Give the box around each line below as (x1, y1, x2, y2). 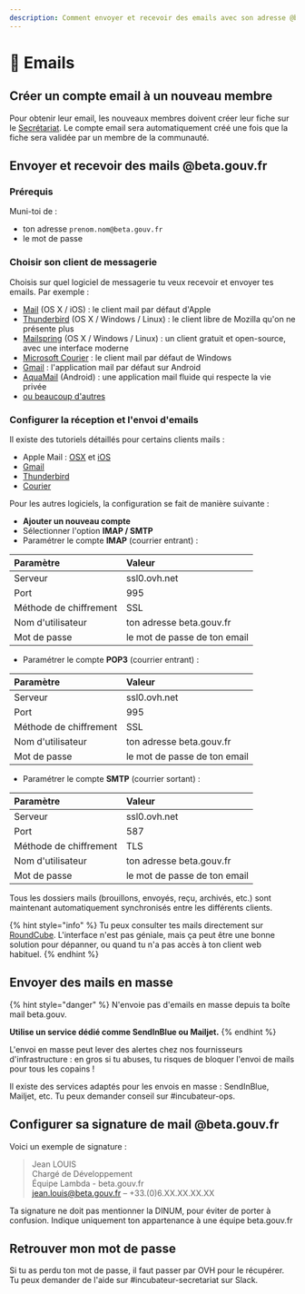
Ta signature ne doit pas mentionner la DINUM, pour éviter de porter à (9, 1205, 271, 1216)
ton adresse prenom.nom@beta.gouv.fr (22, 223, 163, 234)
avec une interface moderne (22, 342, 129, 353)
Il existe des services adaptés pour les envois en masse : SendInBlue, (9, 1081, 270, 1092)
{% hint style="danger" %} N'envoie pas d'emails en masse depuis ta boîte (9, 999, 290, 1010)
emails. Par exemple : (9, 286, 90, 297)
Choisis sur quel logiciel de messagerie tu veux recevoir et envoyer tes (9, 276, 274, 287)
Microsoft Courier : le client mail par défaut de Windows (22, 351, 232, 363)
